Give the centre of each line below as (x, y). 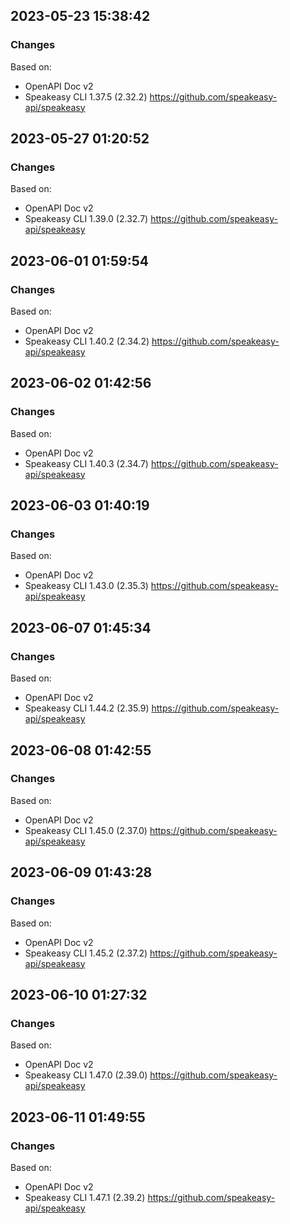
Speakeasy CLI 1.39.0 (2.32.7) (86, 219)
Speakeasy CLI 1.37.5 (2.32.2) (86, 96)
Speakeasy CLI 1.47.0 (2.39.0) (86, 1075)
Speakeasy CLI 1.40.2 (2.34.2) (87, 341)
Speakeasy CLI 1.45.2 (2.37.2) (86, 953)
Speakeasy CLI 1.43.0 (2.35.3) (86, 586)
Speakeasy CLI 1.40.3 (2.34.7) (86, 463)
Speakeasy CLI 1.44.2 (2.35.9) (87, 708)
